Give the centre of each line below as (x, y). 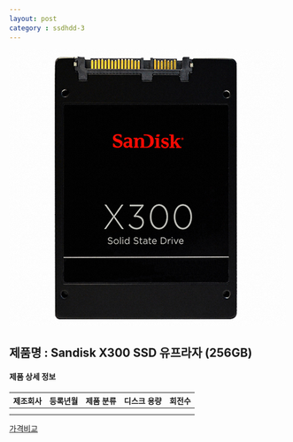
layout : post (33, 19)
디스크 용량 (143, 400)
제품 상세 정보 (32, 377)
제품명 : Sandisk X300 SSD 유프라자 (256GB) (131, 352)
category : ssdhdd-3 (47, 28)
